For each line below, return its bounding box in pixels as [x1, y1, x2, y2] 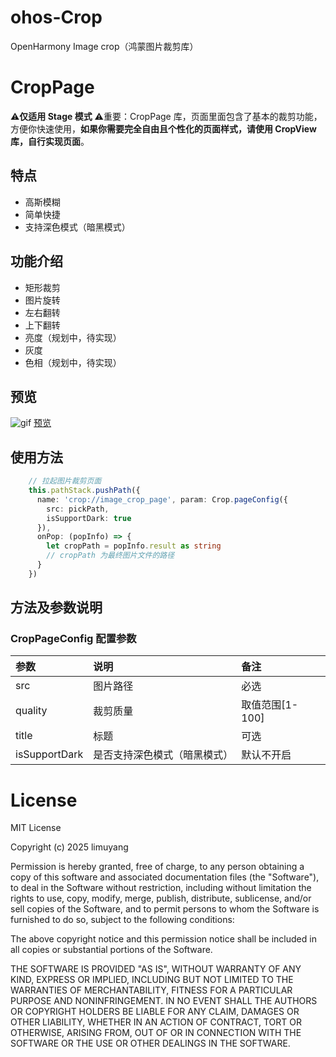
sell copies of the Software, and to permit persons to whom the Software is [10, 903, 320, 915]
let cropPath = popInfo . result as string [46, 541, 222, 551]
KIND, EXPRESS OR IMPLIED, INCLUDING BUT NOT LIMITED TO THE [10, 974, 294, 986]
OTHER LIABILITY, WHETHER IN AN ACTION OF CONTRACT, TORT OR [10, 1016, 302, 1028]
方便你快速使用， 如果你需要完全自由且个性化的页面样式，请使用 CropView [10, 122, 317, 135]
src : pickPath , [46, 504, 110, 514]
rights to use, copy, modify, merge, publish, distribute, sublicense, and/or [10, 892, 312, 905]
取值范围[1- [241, 698, 299, 712]
